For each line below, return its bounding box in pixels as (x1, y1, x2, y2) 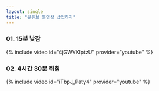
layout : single (6, 8, 44, 15)
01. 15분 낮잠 (6, 35, 41, 43)
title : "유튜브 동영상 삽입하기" (6, 14, 76, 20)
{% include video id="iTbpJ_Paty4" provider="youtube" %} (6, 78, 151, 86)
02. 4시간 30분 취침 (6, 64, 60, 73)
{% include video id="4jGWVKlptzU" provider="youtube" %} (6, 48, 153, 56)
